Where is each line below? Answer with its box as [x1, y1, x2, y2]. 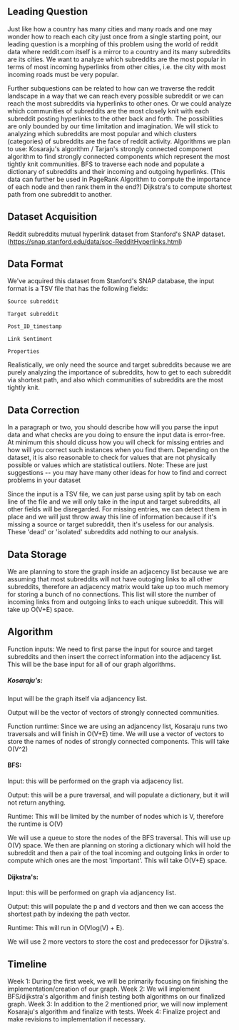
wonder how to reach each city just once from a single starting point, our [7, 32, 222, 41]
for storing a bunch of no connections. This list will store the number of [7, 590, 216, 598]
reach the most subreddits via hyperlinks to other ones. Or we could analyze [7, 99, 232, 108]
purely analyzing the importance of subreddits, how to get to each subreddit [7, 368, 232, 377]
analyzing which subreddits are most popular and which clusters [7, 129, 198, 138]
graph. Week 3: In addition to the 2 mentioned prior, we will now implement [7, 1000, 228, 1009]
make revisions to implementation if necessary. [7, 1015, 146, 1024]
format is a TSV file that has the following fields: [7, 285, 148, 293]
